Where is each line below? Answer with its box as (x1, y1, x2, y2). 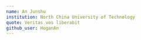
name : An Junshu (6, 8, 46, 15)
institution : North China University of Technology (6, 14, 135, 20)
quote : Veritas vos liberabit (6, 19, 80, 25)
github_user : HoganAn (6, 25, 59, 31)
